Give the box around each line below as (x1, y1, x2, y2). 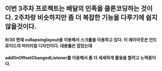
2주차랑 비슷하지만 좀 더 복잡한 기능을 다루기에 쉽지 (14, 13, 158, 22)
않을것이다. (5, 23, 37, 31)
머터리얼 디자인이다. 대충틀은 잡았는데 (21, 43, 92, 48)
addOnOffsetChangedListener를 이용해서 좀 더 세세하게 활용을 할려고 (5, 55, 140, 60)
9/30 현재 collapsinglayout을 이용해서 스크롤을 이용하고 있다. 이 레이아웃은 (5, 36, 148, 42)
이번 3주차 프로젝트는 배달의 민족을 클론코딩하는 (5, 4, 140, 13)
